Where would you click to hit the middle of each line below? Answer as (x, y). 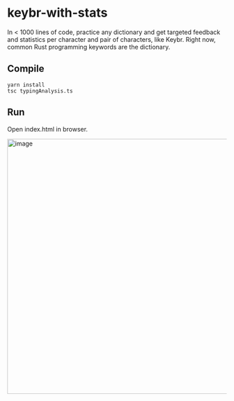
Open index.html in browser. (48, 129)
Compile (26, 69)
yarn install (26, 85)
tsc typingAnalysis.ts (40, 91)
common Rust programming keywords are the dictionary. (89, 47)
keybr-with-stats (57, 13)
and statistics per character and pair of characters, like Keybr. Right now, (111, 39)
